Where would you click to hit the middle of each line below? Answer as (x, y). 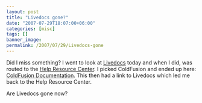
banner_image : (24, 40)
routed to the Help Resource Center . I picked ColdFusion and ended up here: (101, 69)
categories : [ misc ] (31, 29)
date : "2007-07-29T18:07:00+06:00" (51, 23)
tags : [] (17, 34)
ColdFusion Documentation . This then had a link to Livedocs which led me (98, 75)
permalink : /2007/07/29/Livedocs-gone (55, 46)
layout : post (23, 12)
